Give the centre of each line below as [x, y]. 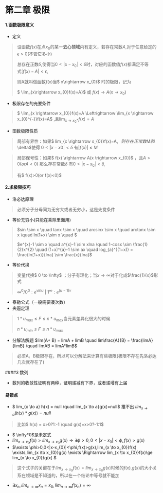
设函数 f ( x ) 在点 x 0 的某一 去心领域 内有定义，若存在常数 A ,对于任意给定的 [87, 48]
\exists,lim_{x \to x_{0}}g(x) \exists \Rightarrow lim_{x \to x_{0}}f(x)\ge [82, 452]
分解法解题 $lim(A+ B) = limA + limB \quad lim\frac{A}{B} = [71, 340]
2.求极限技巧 [18, 187]
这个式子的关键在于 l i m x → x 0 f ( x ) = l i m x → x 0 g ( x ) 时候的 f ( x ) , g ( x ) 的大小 [85, 469]
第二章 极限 [27, 10]
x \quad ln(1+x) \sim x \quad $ [47, 235]
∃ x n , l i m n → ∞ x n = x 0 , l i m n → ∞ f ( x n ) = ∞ [51, 486]
